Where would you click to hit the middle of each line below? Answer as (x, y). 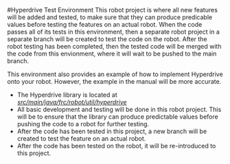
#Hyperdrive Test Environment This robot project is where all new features (113, 10)
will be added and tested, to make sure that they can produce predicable (110, 17)
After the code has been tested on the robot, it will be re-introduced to (116, 146)
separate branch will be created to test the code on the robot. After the (107, 39)
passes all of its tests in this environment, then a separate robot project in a (113, 32)
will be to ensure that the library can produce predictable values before (117, 117)
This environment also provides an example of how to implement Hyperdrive (115, 74)
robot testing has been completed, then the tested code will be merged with (114, 46)
